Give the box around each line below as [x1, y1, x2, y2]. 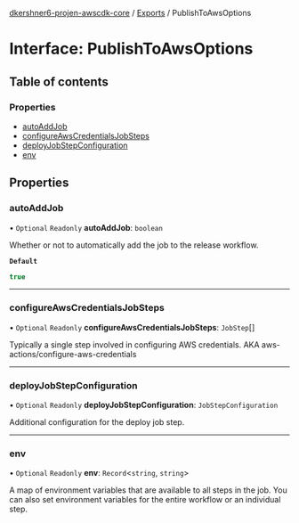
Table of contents [9, 74, 109, 89]
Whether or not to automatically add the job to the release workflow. [9, 240, 259, 250]
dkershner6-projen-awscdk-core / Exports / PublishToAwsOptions [9, 8, 252, 18]
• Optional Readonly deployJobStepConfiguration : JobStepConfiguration [9, 400, 279, 411]
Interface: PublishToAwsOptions [9, 39, 254, 59]
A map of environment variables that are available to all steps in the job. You [9, 485, 287, 495]
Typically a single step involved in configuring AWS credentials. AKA [9, 339, 260, 350]
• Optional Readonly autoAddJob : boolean [9, 222, 163, 233]
